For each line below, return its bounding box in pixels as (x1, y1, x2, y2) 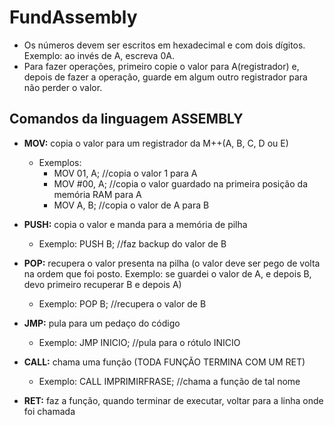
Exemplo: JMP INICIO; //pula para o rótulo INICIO (38, 336, 241, 348)
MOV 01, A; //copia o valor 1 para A (53, 167, 198, 179)
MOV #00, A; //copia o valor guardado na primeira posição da (53, 177, 309, 190)
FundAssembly (9, 6, 138, 29)
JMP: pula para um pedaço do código (23, 317, 181, 329)
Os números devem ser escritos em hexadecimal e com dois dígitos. (23, 39, 306, 51)
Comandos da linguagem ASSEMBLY (9, 111, 244, 128)
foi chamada (23, 405, 76, 417)
